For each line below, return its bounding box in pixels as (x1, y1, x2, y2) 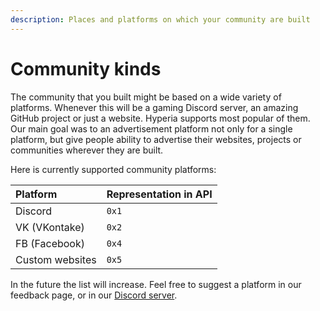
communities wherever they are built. (10, 144, 164, 156)
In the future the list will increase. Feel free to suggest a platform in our (10, 278, 302, 290)
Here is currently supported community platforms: (10, 163, 217, 175)
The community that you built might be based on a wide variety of (10, 91, 282, 103)
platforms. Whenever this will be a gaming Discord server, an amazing (10, 101, 299, 113)
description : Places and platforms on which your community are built (10, 14, 311, 25)
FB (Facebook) (15, 236, 85, 250)
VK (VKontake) (15, 220, 85, 234)
